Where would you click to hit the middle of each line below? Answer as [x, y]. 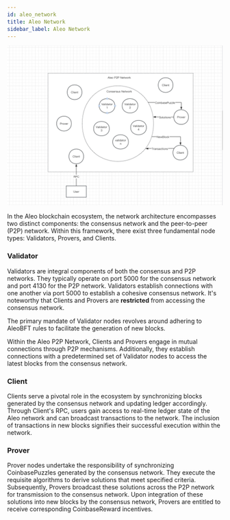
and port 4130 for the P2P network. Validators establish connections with [110, 286]
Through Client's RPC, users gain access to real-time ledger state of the [108, 411]
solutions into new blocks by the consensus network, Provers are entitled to [114, 502]
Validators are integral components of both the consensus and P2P [102, 271]
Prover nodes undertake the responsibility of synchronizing [91, 465]
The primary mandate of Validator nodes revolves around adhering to [105, 321]
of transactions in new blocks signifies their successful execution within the [114, 425]
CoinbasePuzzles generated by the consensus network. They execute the [111, 473]
